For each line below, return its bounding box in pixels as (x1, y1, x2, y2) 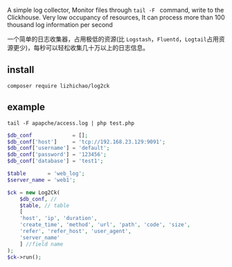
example (7, 101, 46, 113)
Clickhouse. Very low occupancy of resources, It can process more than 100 (7, 13, 225, 21)
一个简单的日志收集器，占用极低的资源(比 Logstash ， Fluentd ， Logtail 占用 (7, 35, 220, 43)
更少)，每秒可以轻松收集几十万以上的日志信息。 (12, 44, 150, 51)
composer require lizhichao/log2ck (7, 83, 110, 89)
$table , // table (19, 202, 70, 209)
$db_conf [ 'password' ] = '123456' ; (7, 151, 107, 158)
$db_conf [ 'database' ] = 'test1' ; (7, 157, 104, 165)
